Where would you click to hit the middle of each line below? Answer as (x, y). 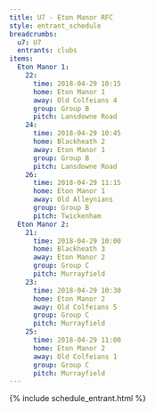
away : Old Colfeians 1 (75, 357)
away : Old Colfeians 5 (75, 307)
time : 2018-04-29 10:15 (77, 84)
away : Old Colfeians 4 (75, 100)
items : (21, 59)
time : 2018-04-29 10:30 (77, 290)
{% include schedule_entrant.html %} (78, 399)
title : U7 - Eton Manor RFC (61, 17)
